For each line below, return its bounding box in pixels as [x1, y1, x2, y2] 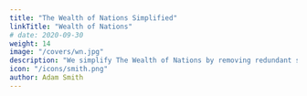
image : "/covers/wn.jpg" [9, 48, 104, 57]
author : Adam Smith [9, 73, 84, 82]
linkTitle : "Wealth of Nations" [9, 22, 132, 31]
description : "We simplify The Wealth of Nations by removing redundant [9, 56, 292, 65]
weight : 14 [9, 38, 51, 48]
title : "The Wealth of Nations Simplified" [9, 13, 178, 23]
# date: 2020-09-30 [9, 30, 84, 39]
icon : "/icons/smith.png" [9, 65, 108, 74]
